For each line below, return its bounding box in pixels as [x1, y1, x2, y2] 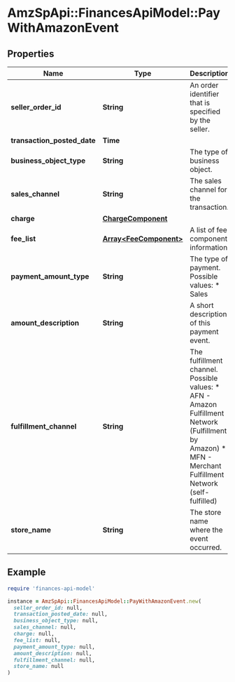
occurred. [190, 542, 222, 552]
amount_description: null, [13, 650, 92, 657]
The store [190, 507, 222, 517]
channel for [190, 185, 227, 194]
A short [190, 300, 214, 310]
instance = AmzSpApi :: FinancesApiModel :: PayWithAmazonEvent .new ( [7, 598, 201, 605]
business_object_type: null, [13, 617, 99, 624]
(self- [190, 488, 210, 497]
